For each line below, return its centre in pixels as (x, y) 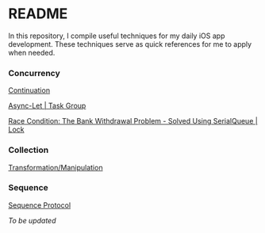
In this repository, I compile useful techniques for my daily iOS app (117, 36)
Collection (29, 150)
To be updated (33, 220)
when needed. (32, 52)
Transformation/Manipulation (56, 167)
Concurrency (35, 73)
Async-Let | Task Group (47, 106)
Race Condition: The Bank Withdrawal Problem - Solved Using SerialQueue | (133, 121)
